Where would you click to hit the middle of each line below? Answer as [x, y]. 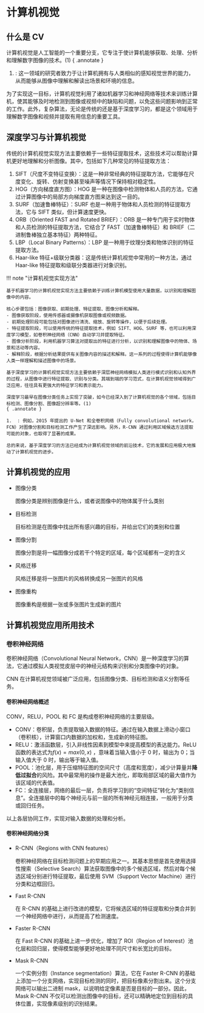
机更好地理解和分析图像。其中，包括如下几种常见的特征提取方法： [89, 161]
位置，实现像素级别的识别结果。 [60, 1003]
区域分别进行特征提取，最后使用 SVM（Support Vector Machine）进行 [108, 876]
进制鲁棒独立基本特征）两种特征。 [58, 234]
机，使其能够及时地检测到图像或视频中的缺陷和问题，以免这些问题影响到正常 [102, 101]
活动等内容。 [29, 347]
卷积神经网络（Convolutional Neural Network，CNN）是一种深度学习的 [95, 658]
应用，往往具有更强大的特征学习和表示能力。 [58, 385]
